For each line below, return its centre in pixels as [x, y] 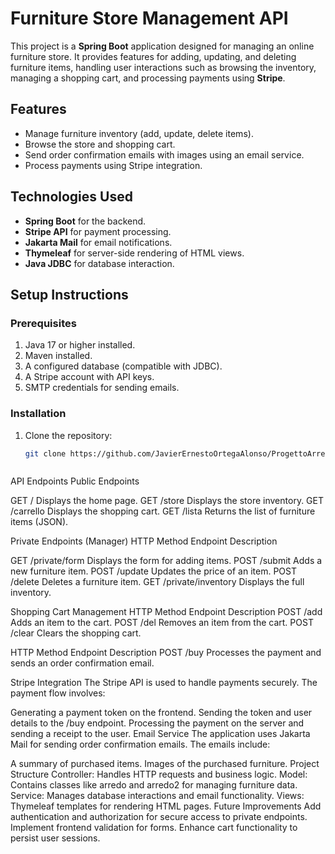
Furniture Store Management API [149, 18]
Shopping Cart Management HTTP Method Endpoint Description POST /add [166, 612]
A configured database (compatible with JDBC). [123, 366]
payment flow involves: [58, 693]
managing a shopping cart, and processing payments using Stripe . [148, 78]
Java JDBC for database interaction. [99, 263]
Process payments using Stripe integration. [113, 165]
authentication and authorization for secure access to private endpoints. [159, 817]
